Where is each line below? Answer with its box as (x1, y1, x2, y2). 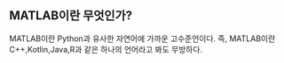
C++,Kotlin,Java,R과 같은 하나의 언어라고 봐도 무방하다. (9, 44, 202, 54)
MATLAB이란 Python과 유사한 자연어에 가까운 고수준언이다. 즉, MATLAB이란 (9, 33, 276, 44)
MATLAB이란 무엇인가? (9, 8, 133, 24)
